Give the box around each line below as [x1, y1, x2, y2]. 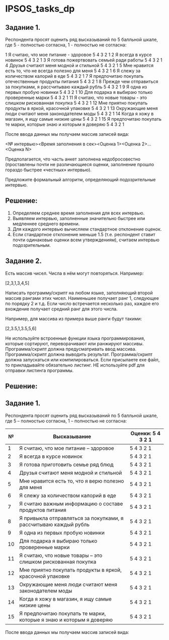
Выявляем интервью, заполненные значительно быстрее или [12, 215, 145, 221]
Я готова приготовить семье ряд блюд [19, 461, 114, 468]
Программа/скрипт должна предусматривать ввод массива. [5, 346, 137, 352]
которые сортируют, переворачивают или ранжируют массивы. [5, 340, 144, 346]
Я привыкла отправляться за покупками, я [19, 514, 124, 521]
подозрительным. [12, 242, 51, 248]
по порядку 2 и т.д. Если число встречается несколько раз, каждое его [5, 300, 159, 306]
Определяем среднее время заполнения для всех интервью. [12, 210, 145, 216]
